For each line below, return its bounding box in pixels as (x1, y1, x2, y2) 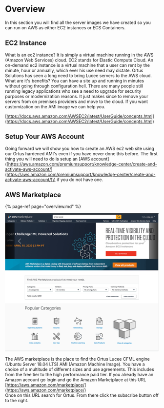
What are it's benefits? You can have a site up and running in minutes (5, 78, 144, 83)
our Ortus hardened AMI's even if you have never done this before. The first (5, 150, 158, 157)
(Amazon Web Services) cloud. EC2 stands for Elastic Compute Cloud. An (5, 57, 154, 63)
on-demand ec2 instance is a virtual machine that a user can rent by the (5, 62, 150, 68)
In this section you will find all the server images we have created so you (5, 20, 151, 25)
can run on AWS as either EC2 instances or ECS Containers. (5, 24, 126, 30)
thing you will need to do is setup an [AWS (5, 156, 90, 162)
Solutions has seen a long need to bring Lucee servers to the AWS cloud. (5, 72, 152, 79)
